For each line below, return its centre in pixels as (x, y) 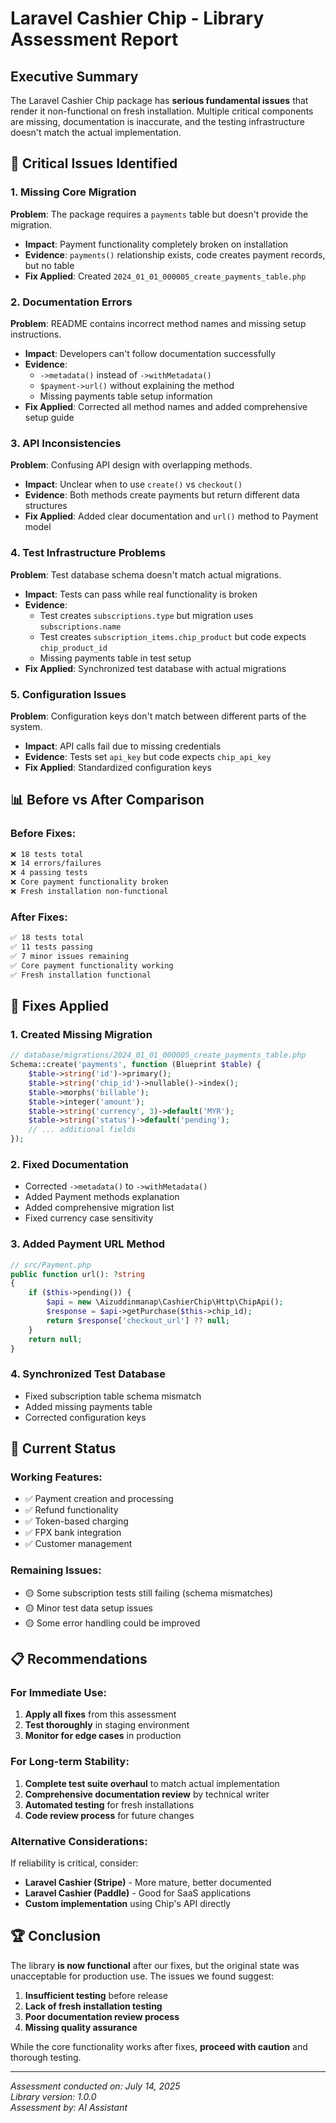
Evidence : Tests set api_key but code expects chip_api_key (148, 756)
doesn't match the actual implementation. (96, 132)
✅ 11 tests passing (51, 947)
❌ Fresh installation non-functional (89, 892)
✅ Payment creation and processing (99, 1499)
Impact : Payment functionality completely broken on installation (156, 244)
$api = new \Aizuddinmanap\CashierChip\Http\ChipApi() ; (165, 1302)
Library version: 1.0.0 (53, 2096)
